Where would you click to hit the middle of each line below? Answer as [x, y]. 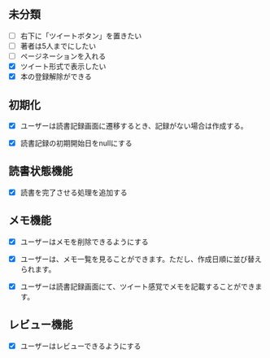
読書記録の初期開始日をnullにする [76, 143]
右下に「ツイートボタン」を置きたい [81, 36]
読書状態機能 [41, 171]
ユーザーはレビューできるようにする [81, 346]
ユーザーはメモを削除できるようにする [84, 242]
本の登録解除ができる [56, 76]
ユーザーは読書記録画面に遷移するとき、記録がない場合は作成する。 [134, 125]
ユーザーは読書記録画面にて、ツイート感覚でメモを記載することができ [137, 286]
